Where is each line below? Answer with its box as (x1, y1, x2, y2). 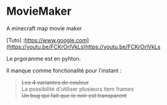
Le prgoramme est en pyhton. (6, 55, 81, 62)
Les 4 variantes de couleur (21, 79, 89, 86)
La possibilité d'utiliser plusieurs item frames (21, 85, 134, 93)
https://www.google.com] (24, 36, 89, 44)
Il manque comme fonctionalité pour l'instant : (6, 66, 122, 74)
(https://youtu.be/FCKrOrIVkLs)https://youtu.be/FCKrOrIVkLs (6, 43, 161, 50)
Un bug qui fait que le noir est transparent (21, 91, 127, 99)
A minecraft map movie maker (6, 25, 83, 32)
